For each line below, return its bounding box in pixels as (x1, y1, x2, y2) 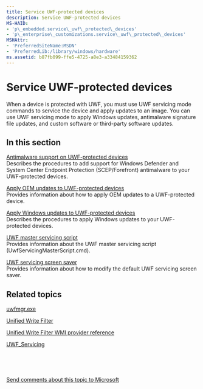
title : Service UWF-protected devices (6, 9, 105, 15)
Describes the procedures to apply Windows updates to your (6, 216, 159, 223)
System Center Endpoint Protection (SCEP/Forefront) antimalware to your (6, 167, 190, 174)
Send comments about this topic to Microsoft (6, 376, 120, 384)
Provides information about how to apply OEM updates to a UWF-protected (6, 191, 195, 198)
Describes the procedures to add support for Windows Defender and (6, 160, 179, 167)
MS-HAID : (6, 20, 29, 26)
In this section (6, 137, 61, 148)
